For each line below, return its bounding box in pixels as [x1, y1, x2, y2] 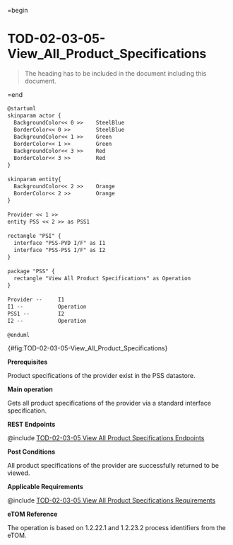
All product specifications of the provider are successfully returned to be [7, 461, 219, 469]
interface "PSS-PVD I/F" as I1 [13, 239, 106, 246]
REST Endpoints [7, 420, 56, 428]
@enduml [7, 331, 30, 338]
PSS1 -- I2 [7, 310, 65, 317]
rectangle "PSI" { [7, 232, 61, 239]
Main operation [7, 385, 53, 394]
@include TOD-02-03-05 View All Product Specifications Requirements [7, 495, 216, 505]
